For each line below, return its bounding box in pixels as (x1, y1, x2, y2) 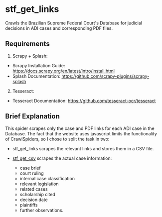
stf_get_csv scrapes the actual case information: (12, 155, 112, 161)
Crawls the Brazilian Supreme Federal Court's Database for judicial (5, 20, 142, 26)
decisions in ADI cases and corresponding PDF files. (5, 25, 113, 31)
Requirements (5, 40, 50, 48)
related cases (19, 186, 48, 192)
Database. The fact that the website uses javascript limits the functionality (5, 130, 157, 136)
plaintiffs (19, 202, 38, 208)
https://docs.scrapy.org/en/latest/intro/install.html (12, 68, 115, 74)
